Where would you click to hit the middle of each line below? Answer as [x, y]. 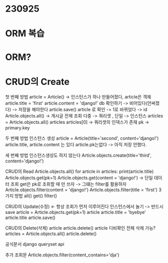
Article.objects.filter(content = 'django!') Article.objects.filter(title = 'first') [81, 190]
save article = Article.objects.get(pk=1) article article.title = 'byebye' [76, 212]
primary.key [18, 127]
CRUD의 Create [37, 82]
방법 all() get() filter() [36, 196]
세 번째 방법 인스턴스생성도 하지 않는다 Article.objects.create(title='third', [78, 155]
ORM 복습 [25, 34]
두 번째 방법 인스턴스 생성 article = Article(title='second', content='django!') [82, 138]
